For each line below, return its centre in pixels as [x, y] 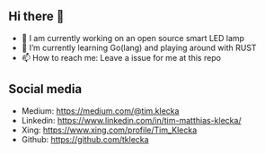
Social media [45, 89]
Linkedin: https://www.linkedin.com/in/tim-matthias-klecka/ [131, 120]
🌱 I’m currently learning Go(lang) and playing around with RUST [139, 47]
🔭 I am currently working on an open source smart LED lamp [132, 38]
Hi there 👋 [36, 17]
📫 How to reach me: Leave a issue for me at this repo [121, 57]
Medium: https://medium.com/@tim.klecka [100, 111]
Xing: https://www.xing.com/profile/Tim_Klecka [109, 130]
